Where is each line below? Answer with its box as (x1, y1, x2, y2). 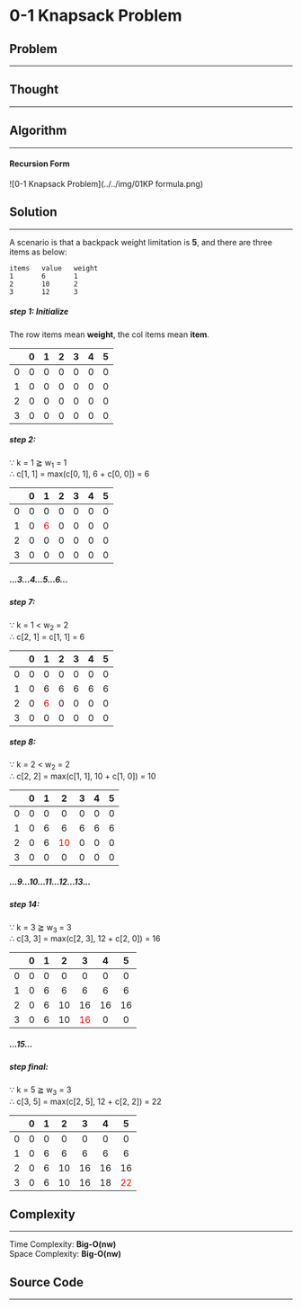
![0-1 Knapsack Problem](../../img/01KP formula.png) (9, 178, 204, 189)
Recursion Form (9, 158, 70, 169)
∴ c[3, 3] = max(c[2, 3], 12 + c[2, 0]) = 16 (9, 933, 161, 944)
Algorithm (9, 123, 67, 138)
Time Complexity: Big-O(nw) (9, 1239, 117, 1250)
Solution (9, 204, 58, 220)
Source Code (9, 1274, 84, 1290)
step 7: (9, 597, 36, 608)
